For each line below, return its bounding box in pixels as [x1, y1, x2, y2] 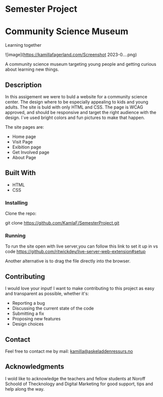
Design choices [12, 321, 44, 327]
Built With [5, 169, 36, 177]
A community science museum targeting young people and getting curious [5, 61, 157, 67]
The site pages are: [5, 124, 44, 130]
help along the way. [5, 386, 45, 392]
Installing [5, 199, 28, 206]
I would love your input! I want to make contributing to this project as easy [5, 285, 155, 291]
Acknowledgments [5, 363, 65, 371]
